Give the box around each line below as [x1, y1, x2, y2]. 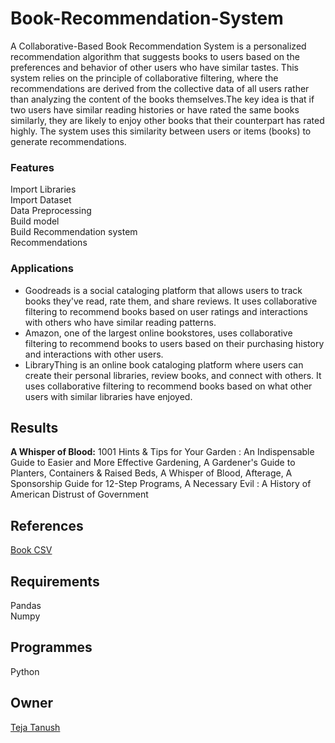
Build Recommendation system [10, 226, 138, 238]
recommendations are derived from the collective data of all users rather [10, 82, 310, 94]
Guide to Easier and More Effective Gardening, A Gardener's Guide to [10, 457, 296, 469]
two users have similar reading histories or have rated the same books [10, 103, 300, 116]
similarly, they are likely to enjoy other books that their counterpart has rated [10, 114, 325, 126]
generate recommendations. [10, 135, 127, 147]
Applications [10, 262, 74, 276]
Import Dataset [10, 194, 72, 206]
